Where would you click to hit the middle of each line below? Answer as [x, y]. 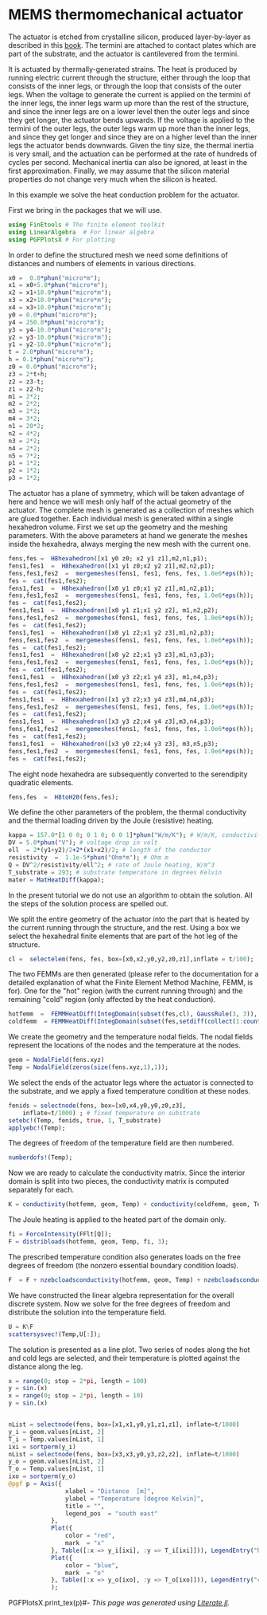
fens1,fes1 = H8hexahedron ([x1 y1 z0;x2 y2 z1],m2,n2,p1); [112, 566]
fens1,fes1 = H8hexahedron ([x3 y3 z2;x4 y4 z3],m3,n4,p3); [112, 722]
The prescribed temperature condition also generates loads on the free [124, 1256]
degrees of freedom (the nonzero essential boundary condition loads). [124, 1265]
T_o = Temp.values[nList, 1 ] [56, 1469]
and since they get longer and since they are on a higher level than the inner [133, 136]
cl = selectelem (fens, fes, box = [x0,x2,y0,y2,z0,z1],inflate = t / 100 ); [131, 959]
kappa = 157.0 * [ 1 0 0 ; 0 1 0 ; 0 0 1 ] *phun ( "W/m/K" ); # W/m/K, [113, 835]
